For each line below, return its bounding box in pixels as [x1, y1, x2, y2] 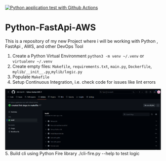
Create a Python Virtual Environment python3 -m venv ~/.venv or [12, 53, 144, 59]
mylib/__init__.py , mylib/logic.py [12, 68, 83, 74]
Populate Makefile [12, 74, 49, 80]
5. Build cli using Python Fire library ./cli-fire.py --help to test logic [5, 151, 140, 157]
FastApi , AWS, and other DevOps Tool [5, 43, 83, 49]
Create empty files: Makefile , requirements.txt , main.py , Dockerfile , [12, 63, 152, 69]
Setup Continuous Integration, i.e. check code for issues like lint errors [12, 79, 156, 85]
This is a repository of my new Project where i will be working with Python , [5, 38, 158, 44]
